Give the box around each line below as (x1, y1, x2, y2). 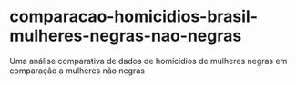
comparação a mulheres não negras (9, 65, 146, 76)
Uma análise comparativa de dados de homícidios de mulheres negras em (9, 55, 288, 66)
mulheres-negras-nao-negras (9, 25, 242, 46)
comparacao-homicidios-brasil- (9, 6, 258, 27)
